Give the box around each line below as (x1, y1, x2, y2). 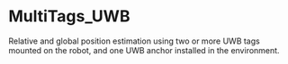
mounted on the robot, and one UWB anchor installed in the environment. (8, 44, 280, 55)
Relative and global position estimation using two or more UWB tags (8, 36, 260, 46)
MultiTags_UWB (8, 6, 130, 27)
